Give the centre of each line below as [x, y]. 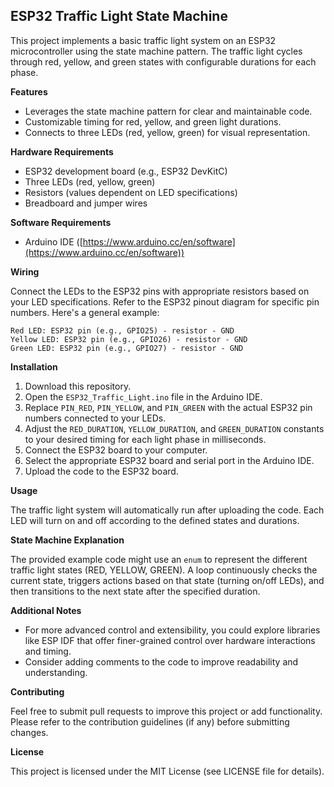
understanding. [56, 672]
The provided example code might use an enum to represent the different [159, 559]
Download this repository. [78, 386]
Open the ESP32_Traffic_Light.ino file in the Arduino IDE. [143, 396]
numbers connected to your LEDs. [95, 418]
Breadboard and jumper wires [86, 203]
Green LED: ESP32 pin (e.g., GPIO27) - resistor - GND [127, 348]
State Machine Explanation [67, 540]
